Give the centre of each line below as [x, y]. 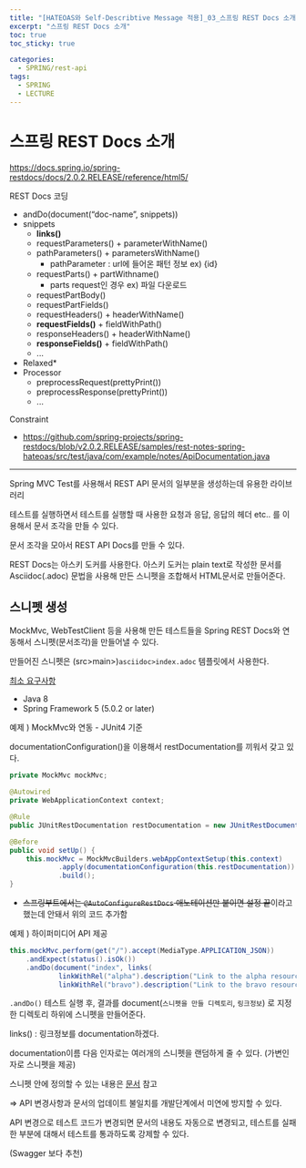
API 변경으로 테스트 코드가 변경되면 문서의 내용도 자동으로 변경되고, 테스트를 [144, 1122]
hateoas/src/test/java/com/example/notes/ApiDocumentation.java [146, 456]
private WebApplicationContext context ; [87, 801]
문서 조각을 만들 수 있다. [76, 526]
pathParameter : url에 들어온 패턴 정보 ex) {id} [134, 263]
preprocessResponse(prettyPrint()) [102, 392]
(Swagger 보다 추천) [46, 1153]
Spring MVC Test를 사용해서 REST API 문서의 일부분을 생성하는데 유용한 [139, 483]
